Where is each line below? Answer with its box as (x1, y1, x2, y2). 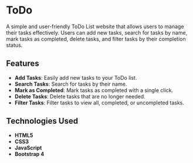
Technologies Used (6, 116, 78, 126)
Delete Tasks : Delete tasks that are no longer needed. (14, 93, 145, 100)
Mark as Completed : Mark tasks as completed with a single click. (14, 86, 174, 94)
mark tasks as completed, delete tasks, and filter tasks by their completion (6, 35, 186, 42)
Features (6, 59, 39, 69)
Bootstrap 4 (14, 150, 45, 157)
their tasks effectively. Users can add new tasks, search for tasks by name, (6, 29, 188, 36)
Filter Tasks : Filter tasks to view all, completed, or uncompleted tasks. (14, 99, 185, 106)
